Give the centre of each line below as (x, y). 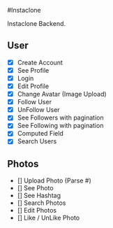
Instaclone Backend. (37, 23)
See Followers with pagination (60, 117)
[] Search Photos (42, 203)
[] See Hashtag (39, 196)
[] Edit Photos (37, 211)
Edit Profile (33, 86)
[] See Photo (35, 188)
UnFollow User (39, 110)
